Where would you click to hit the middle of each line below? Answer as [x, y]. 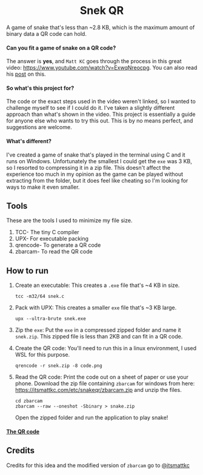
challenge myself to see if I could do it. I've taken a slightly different [91, 108]
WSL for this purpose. [42, 355]
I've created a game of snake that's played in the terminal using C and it [96, 155]
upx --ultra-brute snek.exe [50, 319]
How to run [28, 271]
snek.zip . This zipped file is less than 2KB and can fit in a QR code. [99, 337]
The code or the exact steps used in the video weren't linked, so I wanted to [101, 101]
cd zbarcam [29, 401]
